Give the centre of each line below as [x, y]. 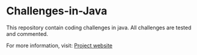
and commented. [27, 33]
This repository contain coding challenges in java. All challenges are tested [99, 27]
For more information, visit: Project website [59, 45]
